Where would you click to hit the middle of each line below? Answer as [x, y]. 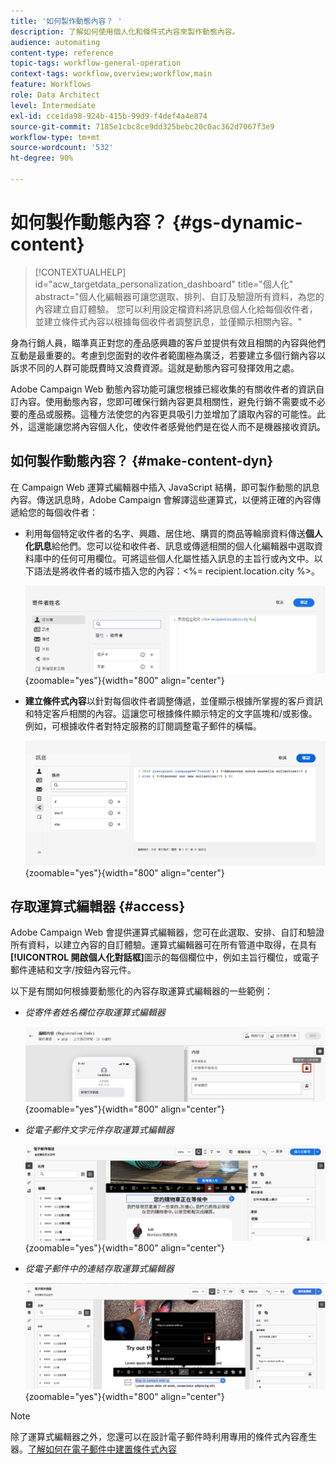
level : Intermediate [53, 105]
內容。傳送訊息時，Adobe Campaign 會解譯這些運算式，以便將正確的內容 [161, 499]
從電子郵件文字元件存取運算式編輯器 [99, 1130]
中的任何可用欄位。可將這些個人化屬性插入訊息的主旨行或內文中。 [178, 558]
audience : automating [55, 42]
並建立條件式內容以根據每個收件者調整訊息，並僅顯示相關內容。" [168, 321]
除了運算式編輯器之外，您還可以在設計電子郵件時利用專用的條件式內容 [155, 1437]
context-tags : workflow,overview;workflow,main [111, 74]
